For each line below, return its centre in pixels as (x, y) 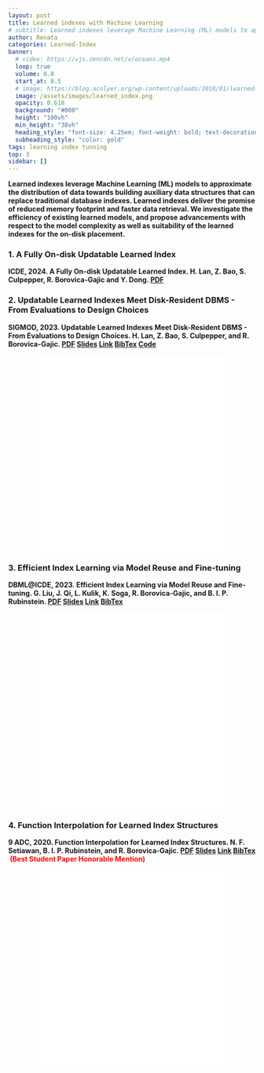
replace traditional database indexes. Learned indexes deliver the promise (132, 200)
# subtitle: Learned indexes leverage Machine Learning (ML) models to (128, 30)
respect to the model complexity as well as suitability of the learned (121, 226)
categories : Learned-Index (52, 45)
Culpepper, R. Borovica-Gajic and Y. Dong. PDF (86, 280)
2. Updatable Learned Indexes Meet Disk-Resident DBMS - (122, 300)
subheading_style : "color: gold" (70, 140)
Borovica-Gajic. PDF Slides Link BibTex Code (82, 344)
